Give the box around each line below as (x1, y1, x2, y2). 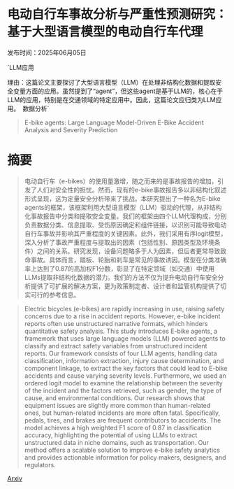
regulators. (24, 460, 56, 469)
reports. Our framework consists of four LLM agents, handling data (24, 349, 218, 357)
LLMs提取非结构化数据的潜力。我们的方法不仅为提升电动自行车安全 (24, 273, 218, 281)
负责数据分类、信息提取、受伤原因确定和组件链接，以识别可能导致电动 (24, 220, 227, 229)
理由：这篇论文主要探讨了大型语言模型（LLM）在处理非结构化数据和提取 (7, 78, 216, 86)
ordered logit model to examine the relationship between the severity (24, 378, 224, 387)
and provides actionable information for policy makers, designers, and (24, 453, 226, 462)
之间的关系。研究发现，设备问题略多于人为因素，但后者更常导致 (36, 246, 221, 255)
